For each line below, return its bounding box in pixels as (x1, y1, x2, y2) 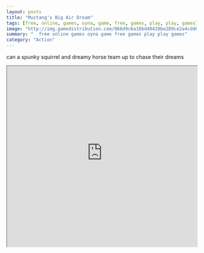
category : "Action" (6, 37, 56, 43)
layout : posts (6, 8, 42, 15)
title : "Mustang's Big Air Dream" (6, 14, 94, 20)
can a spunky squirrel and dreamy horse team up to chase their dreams (6, 54, 184, 60)
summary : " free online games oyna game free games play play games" (6, 31, 188, 37)
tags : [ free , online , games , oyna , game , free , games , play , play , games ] (6, 20, 199, 26)
